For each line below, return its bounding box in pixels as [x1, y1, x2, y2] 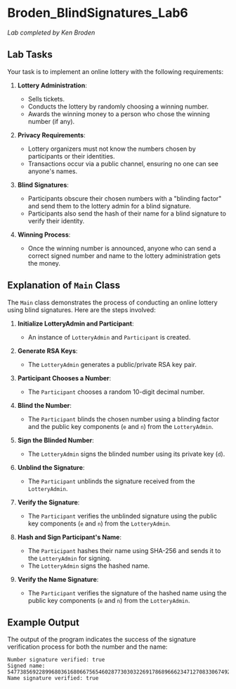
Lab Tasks [7, 49, 53, 61]
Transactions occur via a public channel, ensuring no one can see [27, 159, 219, 168]
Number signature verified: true [7, 657, 105, 664]
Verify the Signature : [17, 498, 80, 507]
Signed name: [7, 662, 46, 670]
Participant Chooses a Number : [17, 373, 112, 382]
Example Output [7, 616, 79, 628]
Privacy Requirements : [17, 130, 86, 139]
